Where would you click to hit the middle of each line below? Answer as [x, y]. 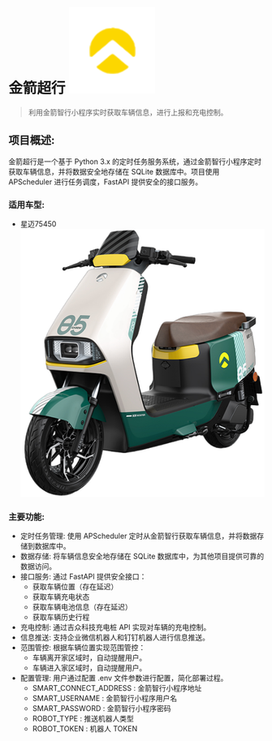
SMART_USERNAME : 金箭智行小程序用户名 [104, 698]
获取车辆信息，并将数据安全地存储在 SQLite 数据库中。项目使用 [114, 171]
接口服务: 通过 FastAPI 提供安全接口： [83, 576]
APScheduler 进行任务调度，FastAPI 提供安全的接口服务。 [106, 182]
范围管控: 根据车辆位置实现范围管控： [83, 647]
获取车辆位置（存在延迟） [75, 586]
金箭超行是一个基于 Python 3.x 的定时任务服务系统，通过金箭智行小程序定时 [135, 162]
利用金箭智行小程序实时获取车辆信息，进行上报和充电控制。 [128, 112]
